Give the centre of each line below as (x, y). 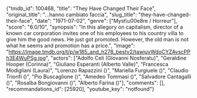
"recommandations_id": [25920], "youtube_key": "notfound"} (80, 89)
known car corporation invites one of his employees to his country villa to (95, 33)
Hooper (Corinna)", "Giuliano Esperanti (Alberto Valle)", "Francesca (87, 64)
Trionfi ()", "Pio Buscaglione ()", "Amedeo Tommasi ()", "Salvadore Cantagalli (99, 76)
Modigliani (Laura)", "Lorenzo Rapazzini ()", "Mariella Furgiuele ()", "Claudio (97, 70)
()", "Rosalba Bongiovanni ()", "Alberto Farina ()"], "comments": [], (86, 83)
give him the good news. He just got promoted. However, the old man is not (98, 39)
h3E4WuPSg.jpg (26, 58)
